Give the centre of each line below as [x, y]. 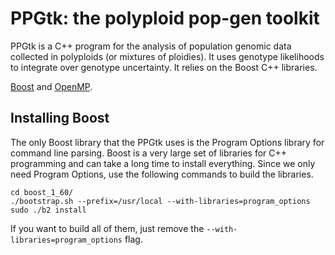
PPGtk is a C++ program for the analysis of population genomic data [151, 46]
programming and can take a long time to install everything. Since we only [163, 163]
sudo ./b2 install [48, 210]
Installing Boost [60, 118]
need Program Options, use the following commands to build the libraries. [162, 174]
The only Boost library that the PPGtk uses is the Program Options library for [167, 142]
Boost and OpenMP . [51, 86]
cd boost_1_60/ [42, 192]
